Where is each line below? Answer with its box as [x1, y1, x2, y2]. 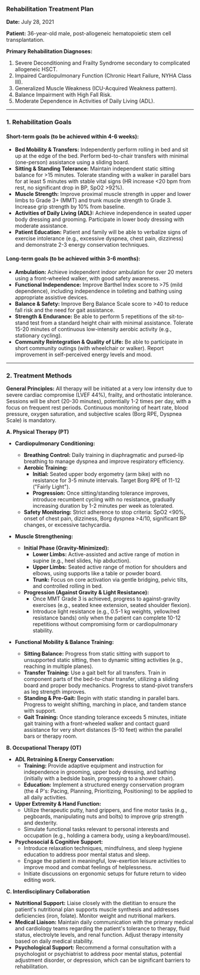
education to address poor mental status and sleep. [23, 851, 151, 858]
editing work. [23, 876, 57, 883]
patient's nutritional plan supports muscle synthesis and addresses [14, 906, 180, 913]
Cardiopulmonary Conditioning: [14, 440, 95, 447]
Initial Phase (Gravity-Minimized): [23, 544, 109, 551]
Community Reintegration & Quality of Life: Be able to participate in [14, 338, 183, 345]
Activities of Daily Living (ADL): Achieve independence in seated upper [14, 210, 192, 217]
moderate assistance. [14, 222, 68, 229]
